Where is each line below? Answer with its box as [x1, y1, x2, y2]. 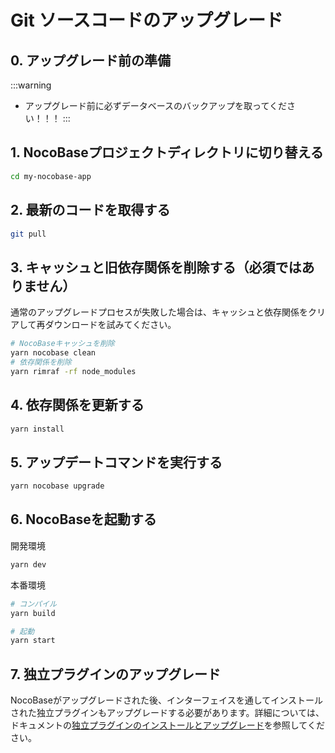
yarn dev [10, 559, 47, 570]
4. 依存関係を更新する [10, 397, 145, 414]
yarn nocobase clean [10, 348, 97, 358]
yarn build [10, 608, 56, 618]
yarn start [10, 636, 56, 646]
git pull [10, 229, 47, 239]
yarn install [10, 424, 65, 434]
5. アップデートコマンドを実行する [10, 454, 223, 471]
